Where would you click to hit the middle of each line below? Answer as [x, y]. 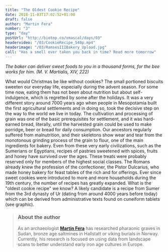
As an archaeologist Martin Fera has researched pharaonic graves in [89, 228]
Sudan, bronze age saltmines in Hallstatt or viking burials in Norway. [88, 233]
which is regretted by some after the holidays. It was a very [92, 97]
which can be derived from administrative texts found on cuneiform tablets [82, 199]
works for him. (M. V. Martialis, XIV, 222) [47, 71]
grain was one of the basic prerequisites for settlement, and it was [74, 119]
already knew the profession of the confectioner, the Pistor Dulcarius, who [82, 167]
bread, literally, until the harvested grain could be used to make [86, 124]
